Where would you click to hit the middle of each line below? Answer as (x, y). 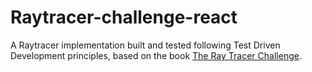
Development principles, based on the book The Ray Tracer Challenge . (156, 55)
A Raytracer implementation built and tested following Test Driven (145, 45)
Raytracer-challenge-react (124, 17)
